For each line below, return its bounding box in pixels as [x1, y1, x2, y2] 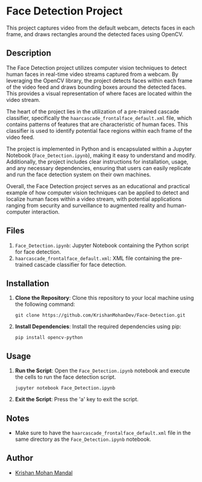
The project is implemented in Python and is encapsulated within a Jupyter [6, 145, 192, 152]
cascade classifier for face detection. [34, 261, 127, 268]
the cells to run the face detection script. [14, 373, 116, 381]
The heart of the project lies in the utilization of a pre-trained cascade [6, 107, 180, 115]
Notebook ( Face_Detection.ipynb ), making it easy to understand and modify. [6, 151, 196, 159]
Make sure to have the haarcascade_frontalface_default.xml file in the [14, 430, 191, 436]
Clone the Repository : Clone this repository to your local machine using [14, 294, 194, 302]
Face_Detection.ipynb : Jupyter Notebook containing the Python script [14, 241, 189, 249]
